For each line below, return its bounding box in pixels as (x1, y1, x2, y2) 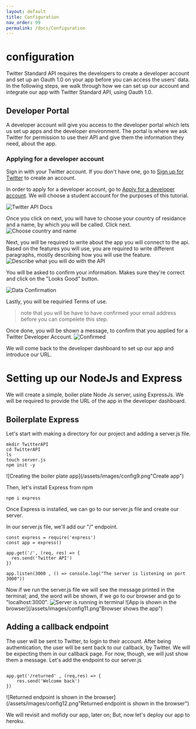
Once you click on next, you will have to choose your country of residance (6, 215, 187, 222)
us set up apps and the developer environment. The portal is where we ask (6, 128, 188, 134)
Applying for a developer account (6, 154, 104, 163)
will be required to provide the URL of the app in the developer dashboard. (6, 397, 187, 405)
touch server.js (6, 457, 46, 463)
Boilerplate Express (6, 415, 79, 425)
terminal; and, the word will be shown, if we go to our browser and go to (6, 592, 181, 599)
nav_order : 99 (6, 19, 41, 25)
